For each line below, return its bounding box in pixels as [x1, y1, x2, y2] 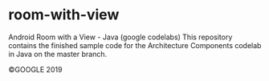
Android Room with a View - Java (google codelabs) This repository [8, 32, 233, 42]
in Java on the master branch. [8, 49, 108, 59]
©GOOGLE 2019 [8, 64, 63, 74]
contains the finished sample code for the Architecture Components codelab [8, 40, 262, 50]
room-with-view [8, 6, 120, 24]
